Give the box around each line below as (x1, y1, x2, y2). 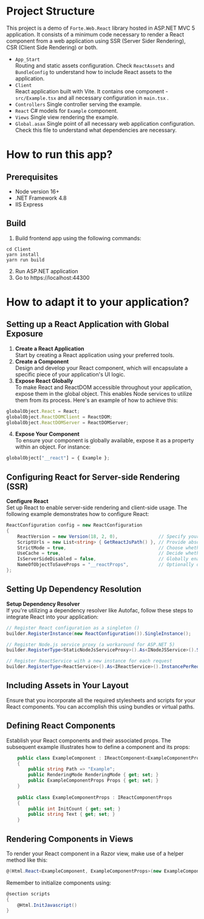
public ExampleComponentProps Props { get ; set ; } (28, 778, 159, 784)
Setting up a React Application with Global (6, 319, 169, 330)
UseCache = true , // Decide (17, 551, 183, 557)
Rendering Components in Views (6, 833, 134, 844)
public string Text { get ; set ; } (28, 812, 115, 818)
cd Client (6, 246, 32, 253)
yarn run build (6, 257, 45, 263)
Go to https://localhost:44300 (15, 274, 90, 281)
